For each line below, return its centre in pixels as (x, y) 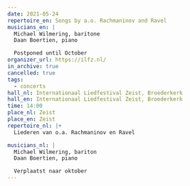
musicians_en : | (31, 27)
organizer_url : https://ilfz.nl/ (57, 60)
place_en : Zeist (31, 119)
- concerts (30, 86)
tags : (15, 80)
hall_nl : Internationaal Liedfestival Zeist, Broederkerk (95, 93)
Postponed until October (51, 53)
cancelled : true (31, 73)
